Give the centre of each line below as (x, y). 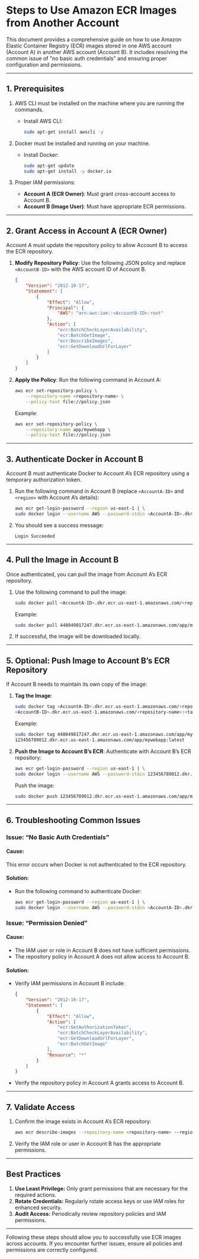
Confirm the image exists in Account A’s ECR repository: (83, 1122)
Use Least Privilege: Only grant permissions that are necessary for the (101, 1188)
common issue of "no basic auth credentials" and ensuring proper (87, 58)
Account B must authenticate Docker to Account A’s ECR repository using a (98, 473)
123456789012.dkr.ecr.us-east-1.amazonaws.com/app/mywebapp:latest (99, 740)
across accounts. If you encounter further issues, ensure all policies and (94, 1243)
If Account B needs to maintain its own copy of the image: (77, 684)
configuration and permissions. (44, 64)
